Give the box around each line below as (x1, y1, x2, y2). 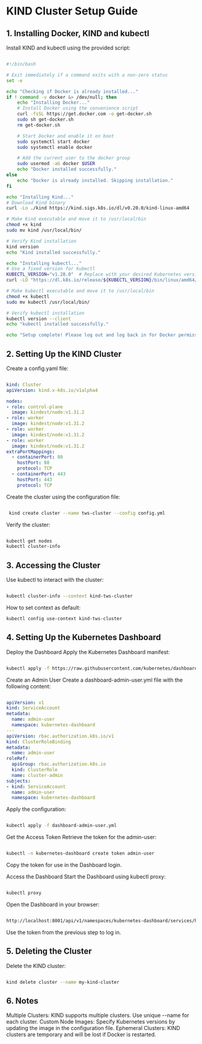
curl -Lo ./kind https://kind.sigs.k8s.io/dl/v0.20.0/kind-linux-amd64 (6, 205, 189, 212)
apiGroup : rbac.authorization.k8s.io (11, 761, 106, 767)
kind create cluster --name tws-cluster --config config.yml (8, 510, 165, 516)
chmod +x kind (6, 222, 42, 228)
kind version (6, 244, 39, 250)
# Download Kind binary (6, 200, 66, 206)
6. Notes (6, 996, 38, 1006)
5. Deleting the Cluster (6, 946, 92, 957)
